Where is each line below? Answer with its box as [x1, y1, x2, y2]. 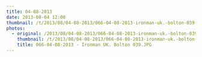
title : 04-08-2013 [6, 8, 52, 15]
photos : [6, 25, 26, 31]
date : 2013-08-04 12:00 [6, 14, 66, 20]
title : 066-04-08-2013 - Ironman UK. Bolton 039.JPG [17, 42, 152, 48]
